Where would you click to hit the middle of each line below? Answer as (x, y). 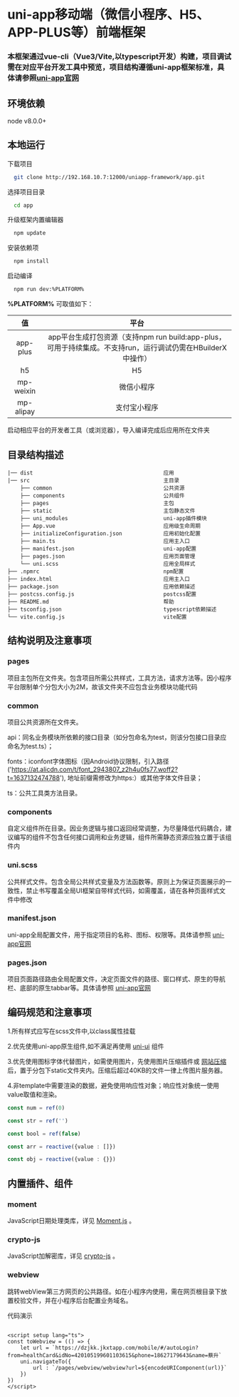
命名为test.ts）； (31, 746)
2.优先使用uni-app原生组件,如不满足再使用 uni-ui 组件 (86, 1046)
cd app (23, 205)
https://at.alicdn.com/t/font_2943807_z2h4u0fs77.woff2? (95, 769)
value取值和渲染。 (34, 1094)
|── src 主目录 (94, 480)
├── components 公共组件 (102, 496)
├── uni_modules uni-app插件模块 (114, 518)
